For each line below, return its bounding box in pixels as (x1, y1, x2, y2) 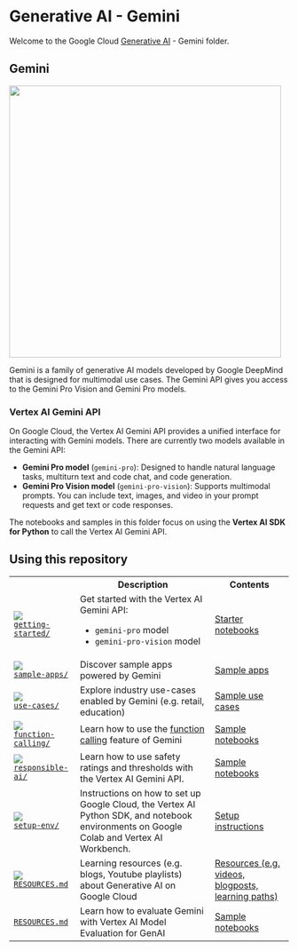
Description (117, 578, 169, 590)
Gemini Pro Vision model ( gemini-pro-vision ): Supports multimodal (21, 481, 271, 492)
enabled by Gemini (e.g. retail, (79, 694, 205, 707)
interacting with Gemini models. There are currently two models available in (9, 435, 286, 446)
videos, (214, 868, 246, 880)
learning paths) (214, 890, 278, 902)
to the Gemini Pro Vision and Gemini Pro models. (9, 384, 187, 394)
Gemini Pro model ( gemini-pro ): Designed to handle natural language (21, 462, 276, 472)
